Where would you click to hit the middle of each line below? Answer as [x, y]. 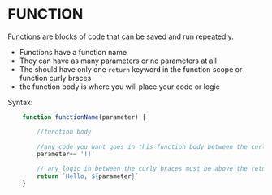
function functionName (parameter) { [84, 117]
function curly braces [55, 78]
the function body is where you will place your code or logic [119, 87]
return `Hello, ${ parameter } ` [88, 176]
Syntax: [20, 102]
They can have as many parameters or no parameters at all [118, 61]
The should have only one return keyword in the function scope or [131, 69]
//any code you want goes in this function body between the [142, 146]
